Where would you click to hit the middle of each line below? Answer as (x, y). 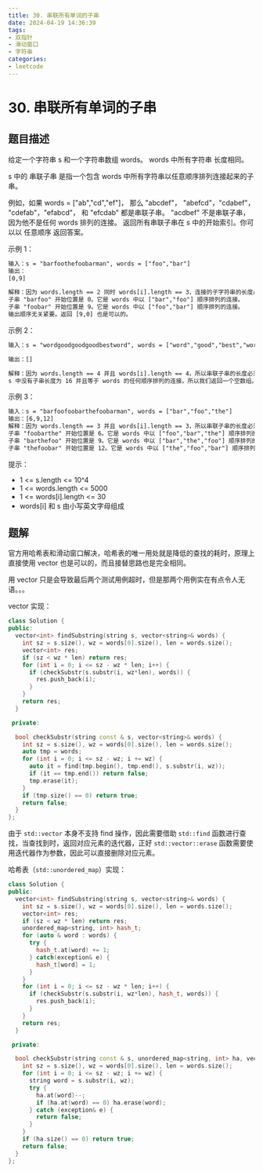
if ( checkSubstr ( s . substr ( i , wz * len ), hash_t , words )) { (124, 994)
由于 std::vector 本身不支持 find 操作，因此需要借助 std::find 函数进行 (124, 834)
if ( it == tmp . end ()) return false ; (88, 774)
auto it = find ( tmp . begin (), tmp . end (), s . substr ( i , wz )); (127, 766)
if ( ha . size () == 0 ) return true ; (78, 1139)
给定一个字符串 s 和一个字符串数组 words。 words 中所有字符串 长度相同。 (128, 159)
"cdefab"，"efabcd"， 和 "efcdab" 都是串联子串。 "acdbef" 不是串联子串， (129, 212)
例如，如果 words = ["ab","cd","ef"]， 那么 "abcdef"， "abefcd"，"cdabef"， (131, 203)
